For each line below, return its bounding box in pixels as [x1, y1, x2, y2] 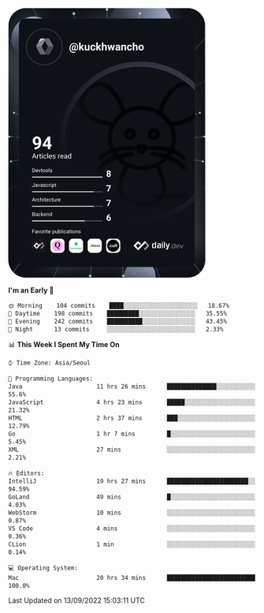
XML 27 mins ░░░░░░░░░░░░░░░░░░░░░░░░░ [8, 446, 256, 454]
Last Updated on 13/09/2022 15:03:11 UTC [8, 596, 146, 605]
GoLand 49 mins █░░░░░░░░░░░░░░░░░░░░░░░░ [8, 493, 256, 501]
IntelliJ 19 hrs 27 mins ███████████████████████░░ [8, 477, 256, 485]
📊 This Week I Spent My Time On [8, 339, 120, 349]
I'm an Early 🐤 [8, 285, 54, 295]
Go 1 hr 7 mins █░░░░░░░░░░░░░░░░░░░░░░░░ [8, 430, 256, 438]
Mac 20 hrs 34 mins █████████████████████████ [8, 574, 256, 581]
